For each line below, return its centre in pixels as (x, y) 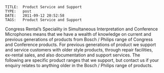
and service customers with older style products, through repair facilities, (79, 50)
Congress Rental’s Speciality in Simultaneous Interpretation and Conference (82, 29)
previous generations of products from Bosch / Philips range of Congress (79, 39)
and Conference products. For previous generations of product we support (81, 45)
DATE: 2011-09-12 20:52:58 (35, 16)
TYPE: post (18, 11)
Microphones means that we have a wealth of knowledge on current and (78, 34)
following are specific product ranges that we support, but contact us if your (82, 60)
